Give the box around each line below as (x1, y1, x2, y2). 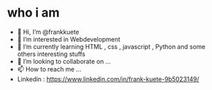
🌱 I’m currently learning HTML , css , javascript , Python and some (17, 42, 206, 51)
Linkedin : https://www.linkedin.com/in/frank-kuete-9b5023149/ (17, 75, 200, 83)
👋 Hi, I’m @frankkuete (17, 28, 79, 36)
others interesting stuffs (17, 50, 86, 58)
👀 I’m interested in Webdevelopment (17, 35, 121, 43)
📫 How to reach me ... (17, 64, 81, 73)
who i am (7, 5, 60, 21)
